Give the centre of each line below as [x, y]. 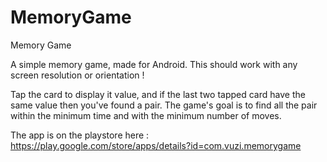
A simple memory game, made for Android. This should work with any [154, 64]
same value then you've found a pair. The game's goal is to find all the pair [164, 105]
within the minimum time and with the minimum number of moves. [146, 115]
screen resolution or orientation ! [77, 75]
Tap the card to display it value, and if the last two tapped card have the [158, 94]
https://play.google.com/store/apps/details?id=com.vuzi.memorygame [156, 145]
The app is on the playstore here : [80, 135]
